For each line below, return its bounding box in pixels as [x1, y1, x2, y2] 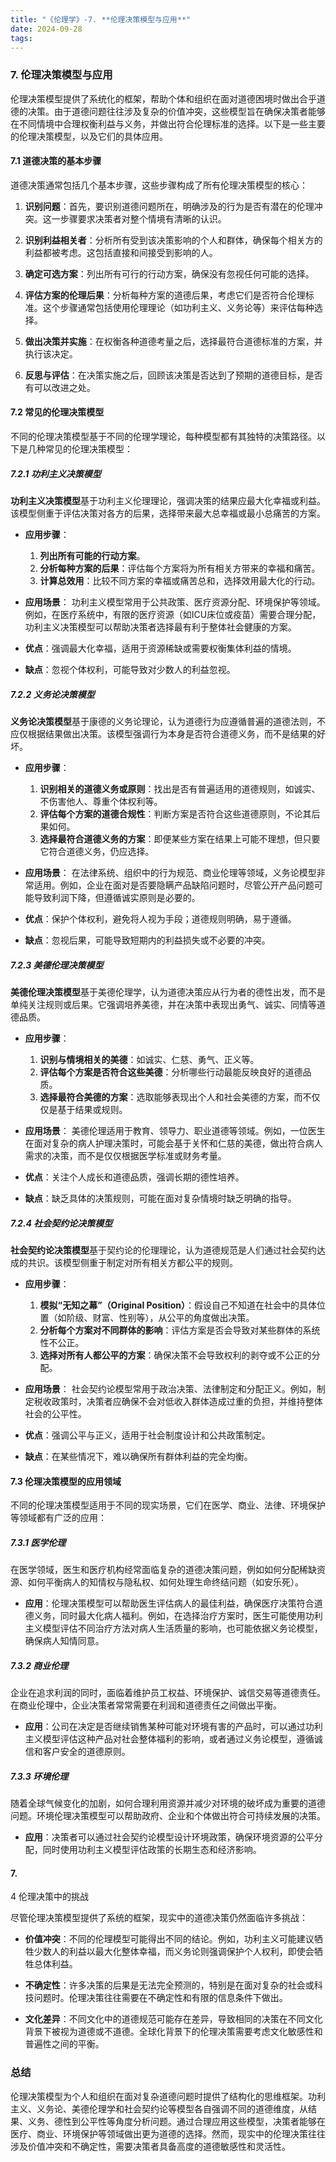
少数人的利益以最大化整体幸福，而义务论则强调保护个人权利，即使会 [33, 1946, 315, 1958]
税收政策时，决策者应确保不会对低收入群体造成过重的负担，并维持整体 [33, 1395, 323, 1407]
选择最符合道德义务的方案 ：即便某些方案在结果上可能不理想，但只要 [39, 833, 321, 845]
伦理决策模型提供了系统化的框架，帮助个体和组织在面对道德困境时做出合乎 [10, 92, 317, 105]
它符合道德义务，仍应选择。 [39, 846, 155, 858]
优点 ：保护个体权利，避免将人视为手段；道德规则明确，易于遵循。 [24, 913, 297, 925]
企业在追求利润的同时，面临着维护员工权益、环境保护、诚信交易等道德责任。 [10, 1687, 326, 1699]
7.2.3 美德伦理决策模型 [10, 959, 104, 971]
